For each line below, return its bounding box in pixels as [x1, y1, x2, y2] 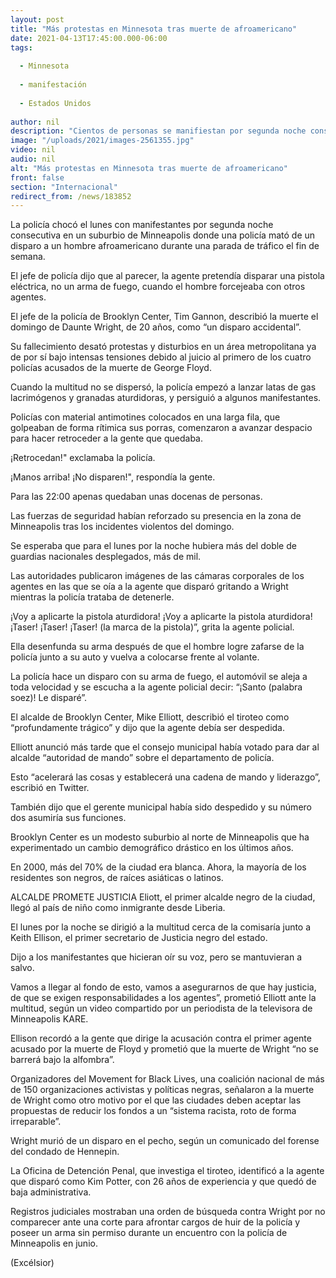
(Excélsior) [10, 1257, 55, 1269]
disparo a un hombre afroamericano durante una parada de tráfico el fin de [10, 240, 320, 252]
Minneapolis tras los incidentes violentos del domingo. [10, 521, 235, 533]
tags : [10, 42, 33, 53]
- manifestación [19, 80, 87, 90]
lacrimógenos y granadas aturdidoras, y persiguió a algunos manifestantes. [10, 392, 322, 404]
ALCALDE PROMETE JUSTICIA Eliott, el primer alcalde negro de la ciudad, [10, 891, 316, 903]
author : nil [10, 117, 60, 127]
